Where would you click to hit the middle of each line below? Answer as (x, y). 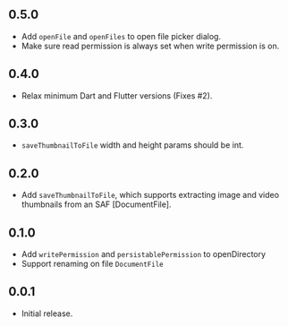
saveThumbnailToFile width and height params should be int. (132, 145)
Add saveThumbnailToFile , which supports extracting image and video (150, 195)
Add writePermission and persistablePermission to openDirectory (143, 254)
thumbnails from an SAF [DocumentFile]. (96, 204)
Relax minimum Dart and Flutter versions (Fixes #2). (117, 95)
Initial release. (47, 313)
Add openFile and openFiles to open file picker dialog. (121, 36)
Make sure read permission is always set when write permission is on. (150, 46)
